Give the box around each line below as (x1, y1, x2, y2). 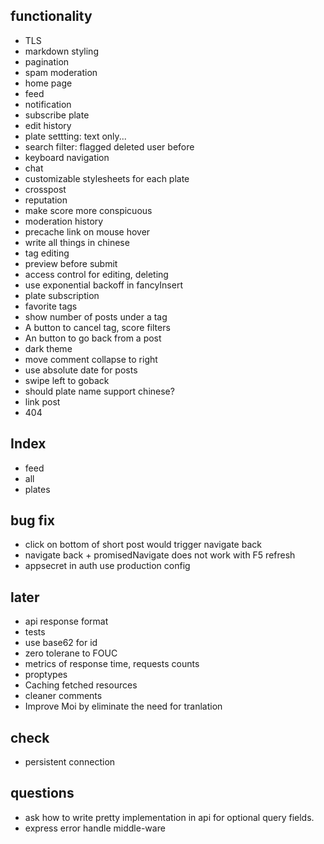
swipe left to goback (24, 374, 110, 386)
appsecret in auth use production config (24, 560, 191, 572)
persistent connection (24, 756, 116, 768)
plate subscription (24, 289, 100, 301)
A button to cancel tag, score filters (24, 321, 171, 333)
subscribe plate (24, 109, 90, 121)
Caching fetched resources (24, 679, 138, 691)
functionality (10, 8, 93, 25)
